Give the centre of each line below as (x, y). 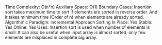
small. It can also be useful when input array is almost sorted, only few (75, 32)
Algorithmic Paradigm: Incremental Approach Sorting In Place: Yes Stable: (79, 22)
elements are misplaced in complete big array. (51, 37)
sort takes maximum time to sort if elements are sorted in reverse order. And (81, 12)
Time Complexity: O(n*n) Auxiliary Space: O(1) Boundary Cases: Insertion (78, 7)
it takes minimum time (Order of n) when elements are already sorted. (74, 17)
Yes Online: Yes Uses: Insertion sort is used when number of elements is (78, 27)
